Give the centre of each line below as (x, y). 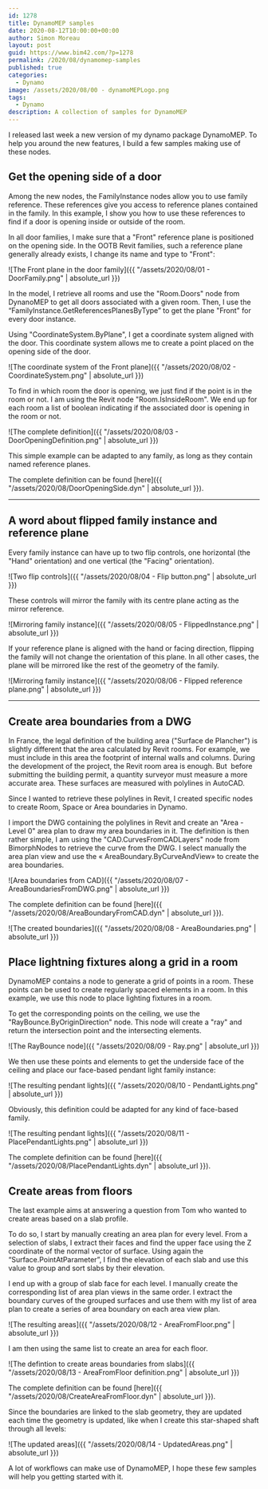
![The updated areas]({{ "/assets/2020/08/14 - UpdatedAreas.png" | (120, 1444)
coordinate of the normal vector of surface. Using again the (106, 1251)
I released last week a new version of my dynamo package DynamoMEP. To (133, 135)
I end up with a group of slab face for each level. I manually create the (123, 1284)
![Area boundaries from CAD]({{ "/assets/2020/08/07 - (99, 881)
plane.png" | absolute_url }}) (55, 689)
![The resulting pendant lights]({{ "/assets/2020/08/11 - (99, 1134)
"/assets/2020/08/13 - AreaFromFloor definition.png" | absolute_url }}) (124, 1372)
